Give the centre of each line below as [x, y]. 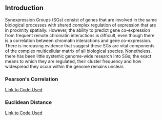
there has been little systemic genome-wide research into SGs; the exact [78, 56]
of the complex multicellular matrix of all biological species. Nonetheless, [79, 51]
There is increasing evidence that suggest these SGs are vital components [80, 45]
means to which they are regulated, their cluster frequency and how [73, 61]
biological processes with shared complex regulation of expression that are [81, 25]
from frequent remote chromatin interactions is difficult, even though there [80, 35]
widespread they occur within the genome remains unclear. [65, 66]
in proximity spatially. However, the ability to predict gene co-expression [78, 30]
